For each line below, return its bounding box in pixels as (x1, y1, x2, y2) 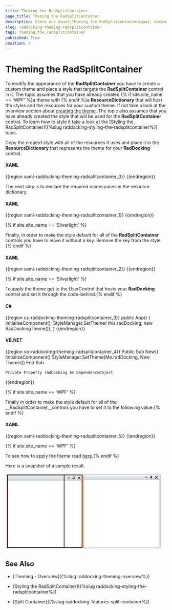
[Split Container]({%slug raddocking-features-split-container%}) (12, 598, 150, 605)
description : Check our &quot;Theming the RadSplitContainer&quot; (5, 19, 153, 24)
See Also (5, 560, 34, 568)
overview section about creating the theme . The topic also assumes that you (5, 108, 167, 114)
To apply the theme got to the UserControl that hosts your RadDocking (5, 286, 155, 292)
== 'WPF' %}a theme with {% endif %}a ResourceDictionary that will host (5, 96, 162, 103)
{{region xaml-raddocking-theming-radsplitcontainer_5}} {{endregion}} (5, 433, 155, 439)
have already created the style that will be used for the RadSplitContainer (5, 113, 161, 119)
